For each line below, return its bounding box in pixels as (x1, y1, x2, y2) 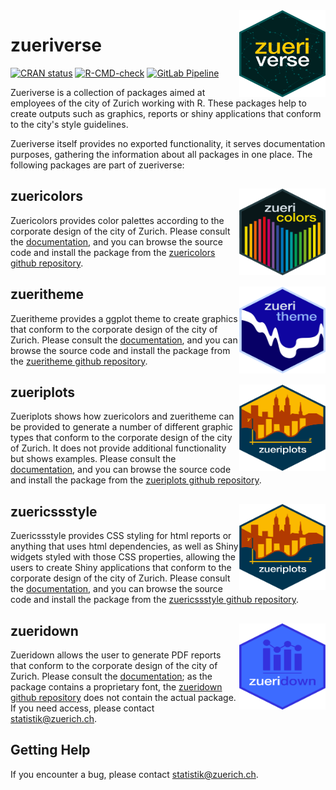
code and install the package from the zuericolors (10, 246, 216, 258)
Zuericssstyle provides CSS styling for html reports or (10, 530, 232, 542)
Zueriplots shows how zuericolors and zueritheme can (10, 410, 235, 423)
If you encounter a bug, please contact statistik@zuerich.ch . (10, 768, 259, 780)
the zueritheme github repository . (10, 355, 148, 367)
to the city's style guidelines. (10, 118, 129, 130)
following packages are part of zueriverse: (10, 159, 185, 171)
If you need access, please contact (10, 702, 155, 714)
